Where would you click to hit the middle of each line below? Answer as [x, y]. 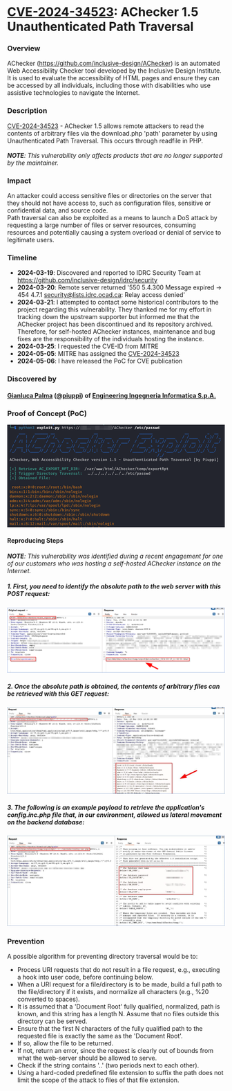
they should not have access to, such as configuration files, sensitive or [109, 203]
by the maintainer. [33, 163]
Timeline [22, 258]
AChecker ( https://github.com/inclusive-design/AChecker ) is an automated [114, 64]
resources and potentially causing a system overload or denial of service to [114, 233]
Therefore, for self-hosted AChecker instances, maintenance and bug [116, 332]
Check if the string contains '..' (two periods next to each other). [108, 1065]
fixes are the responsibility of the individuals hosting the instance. [110, 339]
